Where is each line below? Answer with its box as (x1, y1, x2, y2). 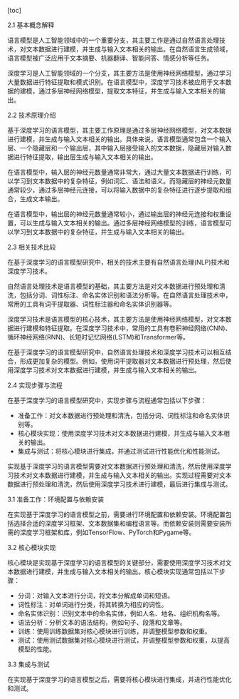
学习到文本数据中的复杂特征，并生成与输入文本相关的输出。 (13, 228, 188, 236)
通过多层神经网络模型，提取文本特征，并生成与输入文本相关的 (38, 87, 219, 95)
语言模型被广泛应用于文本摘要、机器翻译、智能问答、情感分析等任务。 (7, 53, 213, 62)
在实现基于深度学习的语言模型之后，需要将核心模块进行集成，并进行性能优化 (7, 675, 232, 683)
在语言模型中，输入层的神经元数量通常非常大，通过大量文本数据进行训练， (7, 168, 225, 176)
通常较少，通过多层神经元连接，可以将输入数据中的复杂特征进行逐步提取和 (7, 185, 225, 194)
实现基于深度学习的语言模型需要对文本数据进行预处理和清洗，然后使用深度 (7, 462, 225, 470)
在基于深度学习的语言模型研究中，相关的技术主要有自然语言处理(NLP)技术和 (7, 258, 230, 266)
